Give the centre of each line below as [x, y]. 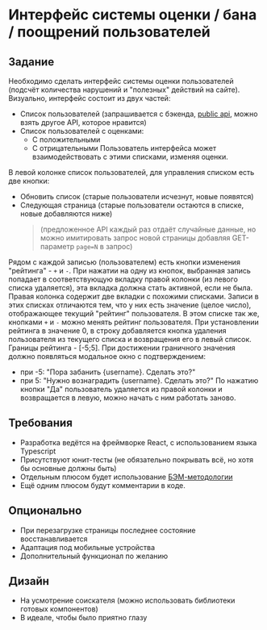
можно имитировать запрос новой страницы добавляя [135, 238]
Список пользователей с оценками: [82, 131]
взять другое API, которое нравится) [83, 122]
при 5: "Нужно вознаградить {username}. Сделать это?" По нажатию [139, 380]
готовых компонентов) [59, 609]
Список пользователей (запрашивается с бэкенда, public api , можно [139, 114]
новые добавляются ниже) [66, 214]
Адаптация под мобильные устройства [88, 547]
